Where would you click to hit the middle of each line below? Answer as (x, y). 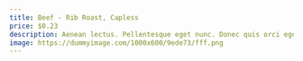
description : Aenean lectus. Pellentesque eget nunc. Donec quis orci (145, 34)
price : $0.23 (34, 26)
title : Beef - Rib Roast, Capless (74, 17)
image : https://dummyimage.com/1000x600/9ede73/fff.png (116, 43)
